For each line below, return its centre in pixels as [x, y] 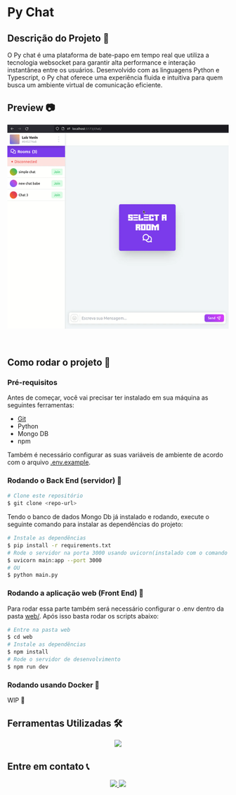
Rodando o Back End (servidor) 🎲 [65, 481]
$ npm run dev [28, 667]
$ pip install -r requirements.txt [59, 545]
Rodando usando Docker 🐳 [53, 685]
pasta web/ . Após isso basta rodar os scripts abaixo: [83, 616]
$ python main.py [33, 575]
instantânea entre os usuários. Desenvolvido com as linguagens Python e [113, 70]
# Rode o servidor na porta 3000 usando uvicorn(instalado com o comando [118, 553]
